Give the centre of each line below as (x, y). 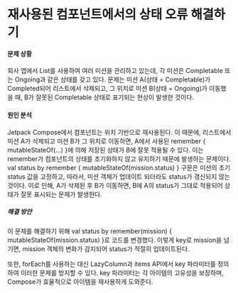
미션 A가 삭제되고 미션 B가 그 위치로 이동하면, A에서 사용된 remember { (107, 141)
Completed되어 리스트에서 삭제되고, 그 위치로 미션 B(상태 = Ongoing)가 (108, 89)
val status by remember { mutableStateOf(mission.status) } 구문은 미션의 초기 (119, 167)
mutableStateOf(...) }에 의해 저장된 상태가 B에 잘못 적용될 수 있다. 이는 (106, 150)
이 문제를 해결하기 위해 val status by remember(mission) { (90, 231)
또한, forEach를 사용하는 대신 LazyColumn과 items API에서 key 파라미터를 (112, 264)
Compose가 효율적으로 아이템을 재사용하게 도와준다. (80, 282)
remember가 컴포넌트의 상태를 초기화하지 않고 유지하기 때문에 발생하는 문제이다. (119, 159)
